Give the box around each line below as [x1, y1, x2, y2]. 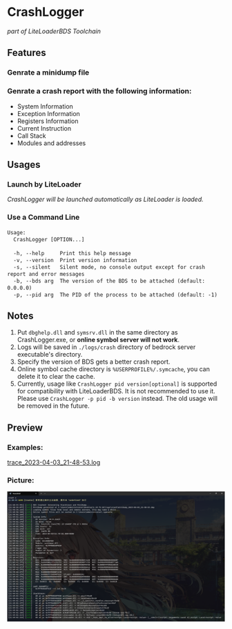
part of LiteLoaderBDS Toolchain [7, 27, 101, 35]
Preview [7, 422, 43, 433]
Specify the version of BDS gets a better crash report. [17, 357, 171, 366]
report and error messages [7, 270, 85, 277]
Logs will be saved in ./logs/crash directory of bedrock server [17, 343, 196, 351]
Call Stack [17, 131, 46, 140]
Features [7, 47, 46, 59]
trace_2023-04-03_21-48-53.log [7, 458, 101, 467]
